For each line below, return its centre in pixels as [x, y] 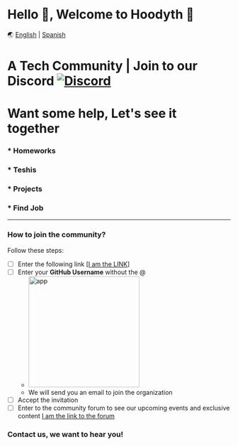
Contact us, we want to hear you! [66, 434]
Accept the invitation [48, 400]
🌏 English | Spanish [36, 34]
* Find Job [25, 208]
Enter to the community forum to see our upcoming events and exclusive [124, 408]
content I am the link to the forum [66, 415]
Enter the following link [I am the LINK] [74, 264]
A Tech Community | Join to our [103, 66]
